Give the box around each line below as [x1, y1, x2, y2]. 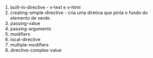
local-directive [10, 36, 41, 42]
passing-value [10, 20, 41, 26]
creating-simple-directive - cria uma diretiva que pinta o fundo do [10, 10, 148, 16]
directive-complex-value [10, 47, 62, 53]
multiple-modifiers [10, 42, 49, 47]
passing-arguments [10, 26, 52, 32]
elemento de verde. [10, 15, 51, 21]
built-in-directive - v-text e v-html [10, 5, 81, 10]
